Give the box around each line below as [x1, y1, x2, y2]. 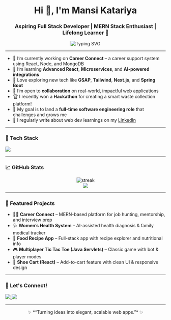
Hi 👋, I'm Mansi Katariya [34, 5, 137, 16]
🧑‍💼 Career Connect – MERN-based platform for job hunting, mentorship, [12, 211, 165, 218]
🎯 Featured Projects [5, 200, 55, 207]
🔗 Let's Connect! [5, 282, 47, 289]
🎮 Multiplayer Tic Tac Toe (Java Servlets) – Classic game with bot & [12, 247, 159, 253]
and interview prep [12, 217, 52, 223]
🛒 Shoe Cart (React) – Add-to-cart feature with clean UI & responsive [12, 259, 159, 265]
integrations [12, 71, 40, 78]
